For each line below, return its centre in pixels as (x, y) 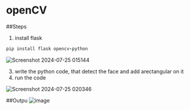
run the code (30, 78)
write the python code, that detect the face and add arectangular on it (99, 71)
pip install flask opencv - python (47, 49)
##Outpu (17, 100)
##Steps (16, 26)
